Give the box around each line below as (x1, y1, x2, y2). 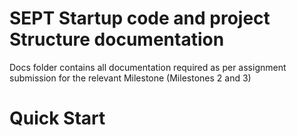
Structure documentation (9, 28, 225, 51)
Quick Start (9, 107, 106, 130)
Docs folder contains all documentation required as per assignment (9, 61, 287, 73)
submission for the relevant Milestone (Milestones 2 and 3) (9, 72, 252, 84)
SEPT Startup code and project (9, 7, 271, 30)
